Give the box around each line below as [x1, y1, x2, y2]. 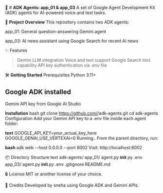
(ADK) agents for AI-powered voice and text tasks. [5, 10, 106, 16]
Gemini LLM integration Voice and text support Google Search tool [17, 57, 150, 63]
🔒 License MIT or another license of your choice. [5, 171, 103, 177]
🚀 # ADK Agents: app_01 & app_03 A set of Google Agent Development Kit [5, 5, 155, 10]
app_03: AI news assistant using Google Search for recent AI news [5, 38, 139, 44]
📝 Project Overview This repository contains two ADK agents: [5, 19, 129, 25]
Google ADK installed [5, 88, 72, 96]
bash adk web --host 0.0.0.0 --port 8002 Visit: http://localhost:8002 [5, 144, 143, 150]
